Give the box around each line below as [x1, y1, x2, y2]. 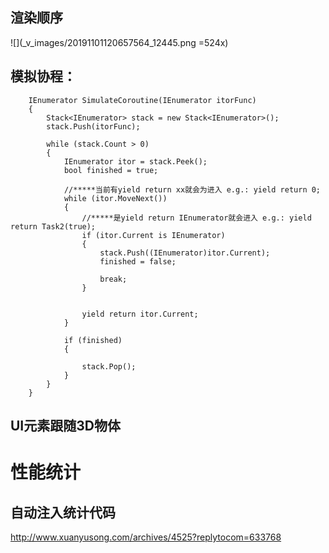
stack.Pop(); [81, 361, 137, 372]
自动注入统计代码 [10, 504, 116, 521]
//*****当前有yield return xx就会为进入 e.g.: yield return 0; [63, 184, 322, 195]
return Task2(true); [10, 221, 97, 232]
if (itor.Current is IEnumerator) [81, 230, 226, 240]
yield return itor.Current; [81, 309, 199, 319]
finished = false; [99, 256, 177, 267]
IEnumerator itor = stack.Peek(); [63, 156, 208, 167]
